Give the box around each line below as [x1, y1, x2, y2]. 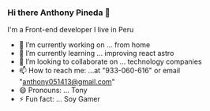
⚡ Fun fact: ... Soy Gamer [18, 94, 100, 104]
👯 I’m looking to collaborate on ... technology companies [18, 57, 202, 66]
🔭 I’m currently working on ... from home [18, 40, 151, 50]
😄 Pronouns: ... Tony [18, 86, 88, 95]
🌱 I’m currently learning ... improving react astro [18, 49, 174, 58]
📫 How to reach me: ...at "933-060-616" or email [18, 66, 181, 76]
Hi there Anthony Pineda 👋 [7, 7, 111, 18]
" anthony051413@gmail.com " [18, 77, 115, 87]
